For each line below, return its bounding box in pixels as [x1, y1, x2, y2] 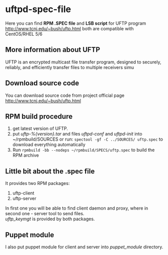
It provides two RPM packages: [5, 180, 70, 186]
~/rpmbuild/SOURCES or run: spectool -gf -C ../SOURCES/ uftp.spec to [12, 136, 163, 142]
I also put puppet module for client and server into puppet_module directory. [5, 244, 163, 250]
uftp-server [12, 196, 37, 202]
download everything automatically [12, 142, 86, 148]
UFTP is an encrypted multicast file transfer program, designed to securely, [5, 59, 162, 65]
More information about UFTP [5, 45, 101, 54]
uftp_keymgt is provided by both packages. [5, 216, 95, 222]
